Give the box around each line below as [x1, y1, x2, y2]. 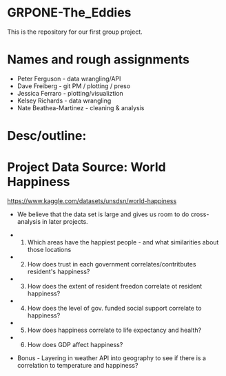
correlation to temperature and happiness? [17, 362, 138, 369]
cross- [190, 210, 209, 218]
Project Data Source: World [7, 160, 167, 175]
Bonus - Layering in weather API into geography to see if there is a [17, 354, 207, 362]
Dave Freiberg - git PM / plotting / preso [17, 81, 131, 90]
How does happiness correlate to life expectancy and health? [27, 326, 202, 334]
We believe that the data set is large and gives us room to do [17, 210, 189, 218]
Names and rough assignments [7, 52, 189, 67]
